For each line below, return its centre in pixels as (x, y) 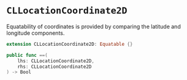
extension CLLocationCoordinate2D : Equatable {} (70, 44)
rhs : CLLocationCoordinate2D (55, 67)
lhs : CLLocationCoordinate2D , (56, 61)
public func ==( (27, 55)
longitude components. (36, 33)
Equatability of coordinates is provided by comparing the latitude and (93, 26)
